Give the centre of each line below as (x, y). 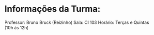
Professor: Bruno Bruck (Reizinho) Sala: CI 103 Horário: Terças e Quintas (77, 22)
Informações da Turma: (53, 9)
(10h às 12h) (16, 27)
